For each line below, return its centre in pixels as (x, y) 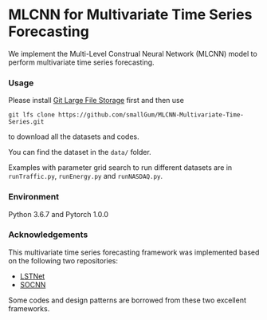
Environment (34, 197)
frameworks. (29, 308)
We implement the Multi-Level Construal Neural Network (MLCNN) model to (133, 53)
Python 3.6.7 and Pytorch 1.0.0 (59, 214)
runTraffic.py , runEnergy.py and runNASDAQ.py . (86, 176)
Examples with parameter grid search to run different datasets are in (120, 168)
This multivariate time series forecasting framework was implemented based (134, 252)
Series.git (26, 122)
